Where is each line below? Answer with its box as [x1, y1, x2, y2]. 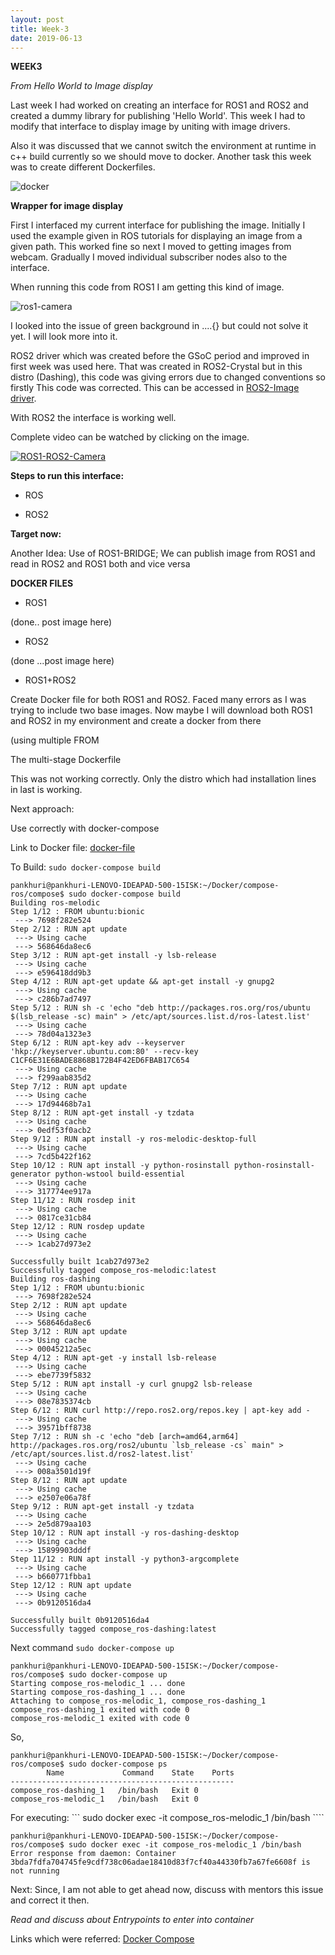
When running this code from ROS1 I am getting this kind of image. [10, 281, 285, 293]
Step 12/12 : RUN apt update [10, 1581, 132, 1591]
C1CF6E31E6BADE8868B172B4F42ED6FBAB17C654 [10, 1056, 190, 1066]
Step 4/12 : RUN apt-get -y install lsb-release [10, 1353, 217, 1363]
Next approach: [10, 803, 75, 815]
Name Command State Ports [46, 1768, 235, 1778]
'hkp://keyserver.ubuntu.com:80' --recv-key [10, 1047, 199, 1057]
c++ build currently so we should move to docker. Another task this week [10, 151, 312, 163]
